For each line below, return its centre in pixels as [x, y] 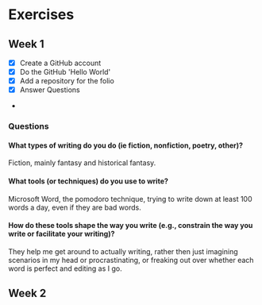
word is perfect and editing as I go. [65, 268]
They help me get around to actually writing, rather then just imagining [123, 251]
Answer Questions [50, 90]
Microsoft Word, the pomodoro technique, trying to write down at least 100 [130, 199]
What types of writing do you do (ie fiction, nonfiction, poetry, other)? [126, 145]
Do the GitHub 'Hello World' [65, 72]
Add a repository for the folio [67, 81]
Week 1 [26, 44]
